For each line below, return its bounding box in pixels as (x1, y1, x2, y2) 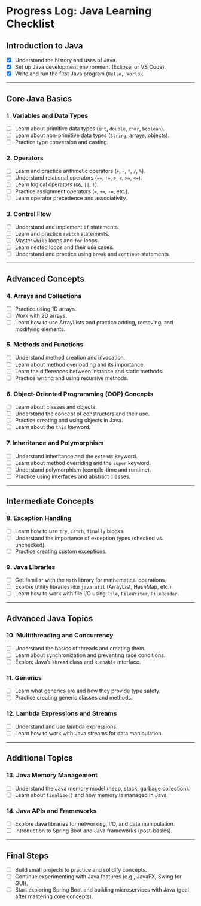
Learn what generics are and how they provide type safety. (14, 687, 161, 695)
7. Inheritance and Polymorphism (6, 439, 104, 447)
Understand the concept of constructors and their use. (14, 410, 150, 417)
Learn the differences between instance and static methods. (14, 367, 164, 375)
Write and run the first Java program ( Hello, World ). (14, 70, 144, 77)
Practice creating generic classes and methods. (14, 694, 133, 701)
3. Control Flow (6, 209, 51, 218)
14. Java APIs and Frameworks (6, 807, 97, 815)
